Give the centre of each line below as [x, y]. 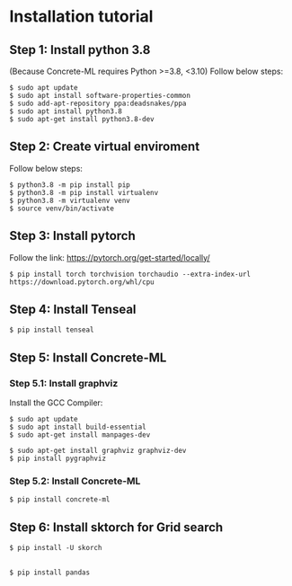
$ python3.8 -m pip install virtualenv [84, 192]
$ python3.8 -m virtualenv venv [70, 200]
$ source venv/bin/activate [62, 209]
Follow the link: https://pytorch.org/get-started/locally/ [110, 257]
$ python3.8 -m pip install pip [70, 185]
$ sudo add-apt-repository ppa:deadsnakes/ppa [98, 103]
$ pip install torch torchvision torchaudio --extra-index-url [130, 274]
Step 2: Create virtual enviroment [105, 147]
